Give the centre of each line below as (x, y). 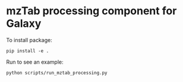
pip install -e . (28, 51)
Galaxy (24, 23)
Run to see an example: (35, 62)
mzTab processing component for (91, 11)
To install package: (29, 40)
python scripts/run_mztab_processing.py (57, 72)
